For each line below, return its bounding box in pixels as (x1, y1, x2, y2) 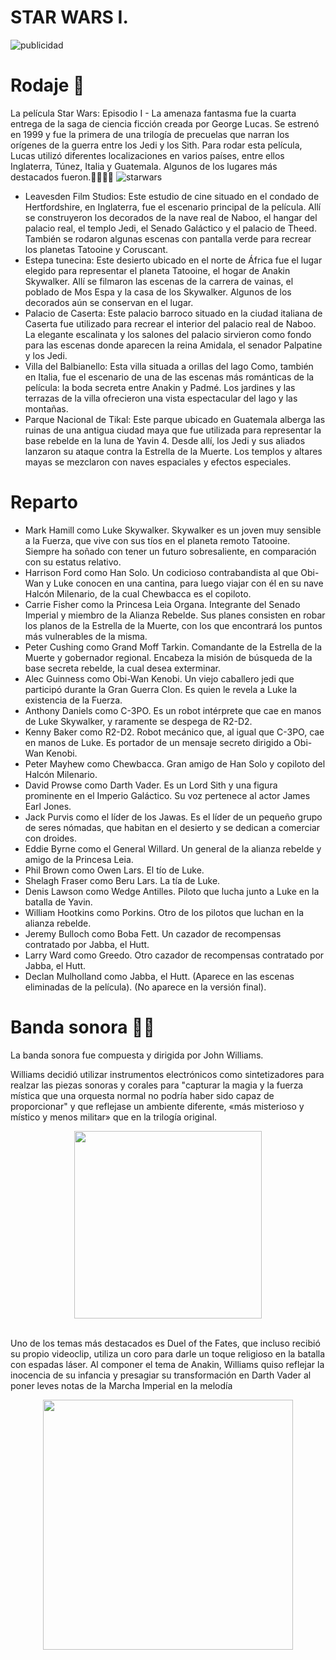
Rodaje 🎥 (10, 74, 85, 97)
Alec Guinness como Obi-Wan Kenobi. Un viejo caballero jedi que (24, 672, 295, 685)
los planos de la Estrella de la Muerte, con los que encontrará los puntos (24, 619, 323, 631)
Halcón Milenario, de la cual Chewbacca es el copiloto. (24, 587, 252, 600)
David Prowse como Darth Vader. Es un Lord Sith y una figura (24, 779, 278, 791)
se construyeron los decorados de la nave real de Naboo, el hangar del (24, 211, 318, 223)
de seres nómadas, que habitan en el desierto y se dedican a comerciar (24, 821, 321, 833)
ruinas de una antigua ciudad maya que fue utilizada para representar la (24, 424, 322, 436)
